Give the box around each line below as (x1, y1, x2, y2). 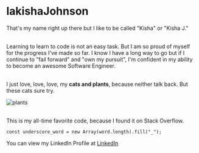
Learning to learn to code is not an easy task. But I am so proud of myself (6, 43, 190, 50)
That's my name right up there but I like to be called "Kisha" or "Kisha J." (6, 24, 189, 32)
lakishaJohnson (6, 4, 89, 18)
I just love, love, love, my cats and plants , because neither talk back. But (6, 80, 189, 88)
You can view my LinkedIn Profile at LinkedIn (6, 139, 119, 147)
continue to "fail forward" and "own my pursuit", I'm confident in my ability (6, 55, 193, 63)
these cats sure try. (6, 87, 55, 94)
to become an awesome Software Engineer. (6, 62, 116, 69)
